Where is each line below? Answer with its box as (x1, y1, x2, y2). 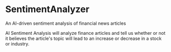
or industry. (5, 40, 30, 46)
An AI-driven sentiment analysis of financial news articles (5, 20, 126, 26)
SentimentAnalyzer (5, 4, 90, 15)
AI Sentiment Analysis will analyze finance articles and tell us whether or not (5, 30, 166, 36)
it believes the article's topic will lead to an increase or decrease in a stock (5, 35, 162, 41)
